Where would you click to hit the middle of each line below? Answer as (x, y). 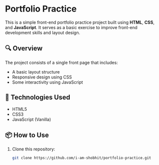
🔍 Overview (24, 49)
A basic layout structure (36, 72)
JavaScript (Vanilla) (32, 119)
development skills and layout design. (43, 32)
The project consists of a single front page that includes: (61, 62)
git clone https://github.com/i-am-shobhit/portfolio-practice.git (81, 158)
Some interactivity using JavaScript (48, 82)
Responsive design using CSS (42, 77)
